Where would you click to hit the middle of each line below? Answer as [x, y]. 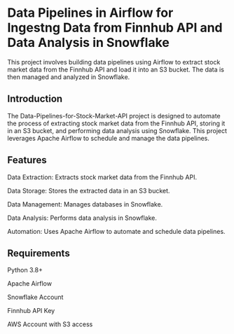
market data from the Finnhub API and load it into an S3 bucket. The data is [116, 69]
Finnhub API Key [31, 311]
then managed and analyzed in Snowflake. [69, 77]
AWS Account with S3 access [50, 324]
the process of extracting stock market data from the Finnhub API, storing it [116, 123]
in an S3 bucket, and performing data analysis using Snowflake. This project [117, 130]
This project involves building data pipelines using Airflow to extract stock [114, 62]
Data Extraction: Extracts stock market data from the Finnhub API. [102, 177]
